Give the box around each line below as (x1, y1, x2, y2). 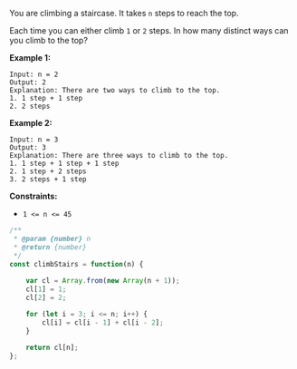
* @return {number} (13, 242, 88, 252)
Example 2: (9, 118, 53, 128)
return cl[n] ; (25, 344, 79, 353)
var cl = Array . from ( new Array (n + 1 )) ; (25, 277, 180, 286)
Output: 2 (9, 78, 47, 87)
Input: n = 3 (9, 135, 59, 144)
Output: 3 (9, 143, 47, 152)
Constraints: (9, 190, 58, 201)
